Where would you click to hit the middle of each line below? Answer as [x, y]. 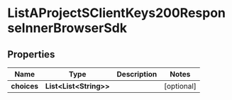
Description [137, 74]
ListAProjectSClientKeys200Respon [116, 13]
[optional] [180, 86]
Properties [31, 54]
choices [25, 86]
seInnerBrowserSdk [67, 28]
